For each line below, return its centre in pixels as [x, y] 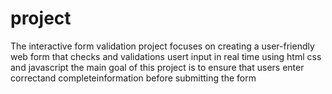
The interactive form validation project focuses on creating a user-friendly [162, 46]
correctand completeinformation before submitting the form [133, 78]
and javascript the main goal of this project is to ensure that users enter [157, 67]
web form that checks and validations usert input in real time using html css [166, 56]
